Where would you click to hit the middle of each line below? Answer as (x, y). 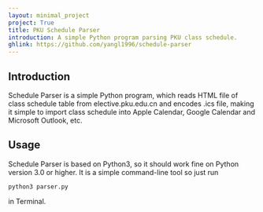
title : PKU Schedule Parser (54, 30)
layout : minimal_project (49, 15)
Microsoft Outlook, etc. (45, 120)
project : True (31, 23)
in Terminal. (27, 201)
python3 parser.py (38, 186)
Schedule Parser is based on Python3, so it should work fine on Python (124, 164)
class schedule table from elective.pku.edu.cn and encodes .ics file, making (131, 104)
